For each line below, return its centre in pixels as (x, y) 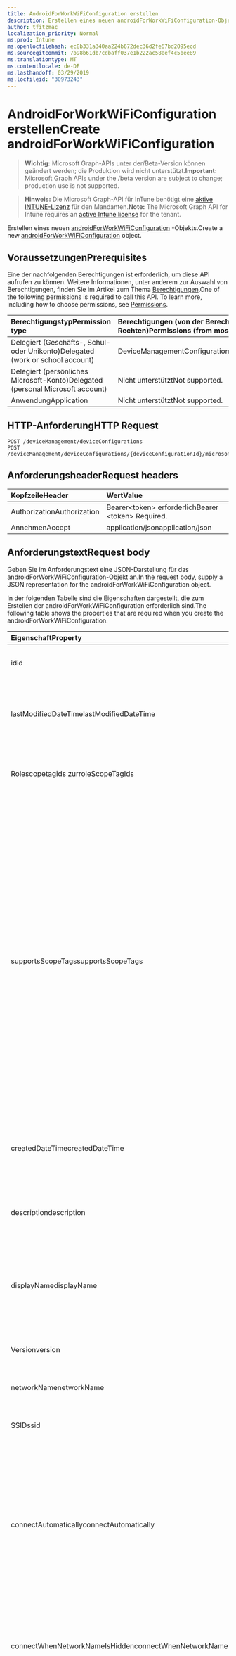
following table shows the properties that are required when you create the (116, 613)
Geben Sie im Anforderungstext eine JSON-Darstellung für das (98, 569)
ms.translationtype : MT (42, 60)
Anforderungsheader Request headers (93, 476)
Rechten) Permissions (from (165, 331)
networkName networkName (58, 1387)
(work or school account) (53, 360)
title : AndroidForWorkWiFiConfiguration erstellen (83, 14)
